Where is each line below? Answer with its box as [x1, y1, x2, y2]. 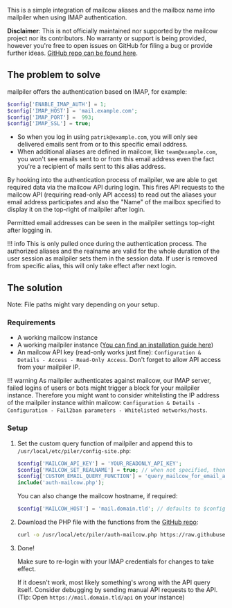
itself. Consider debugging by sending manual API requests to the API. [17, 585, 218, 593]
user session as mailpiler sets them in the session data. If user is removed [7, 254, 218, 263]
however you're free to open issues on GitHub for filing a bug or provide [7, 42, 213, 49]
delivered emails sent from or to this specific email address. [17, 140, 188, 149]
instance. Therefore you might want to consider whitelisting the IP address [7, 391, 220, 400]
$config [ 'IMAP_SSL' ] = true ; [7, 120, 91, 127]
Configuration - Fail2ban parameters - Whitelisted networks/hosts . [7, 406, 208, 414]
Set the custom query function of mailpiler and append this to [17, 439, 193, 447]
